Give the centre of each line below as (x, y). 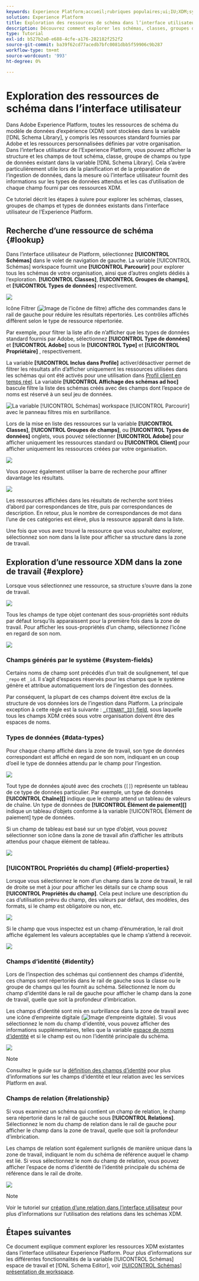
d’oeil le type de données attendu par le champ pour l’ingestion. (84, 763)
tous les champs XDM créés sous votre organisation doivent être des (90, 716)
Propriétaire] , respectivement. (44, 351)
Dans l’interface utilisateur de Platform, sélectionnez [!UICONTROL (88, 254)
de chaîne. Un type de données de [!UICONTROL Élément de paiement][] (97, 805)
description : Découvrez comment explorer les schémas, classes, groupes (98, 28)
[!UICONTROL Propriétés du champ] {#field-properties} (88, 868)
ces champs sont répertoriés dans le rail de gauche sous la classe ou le (93, 981)
